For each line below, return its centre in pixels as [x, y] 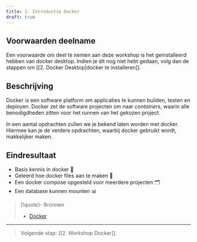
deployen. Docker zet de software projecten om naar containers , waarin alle [98, 107]
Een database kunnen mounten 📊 [55, 191]
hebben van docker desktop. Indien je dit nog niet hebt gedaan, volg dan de [98, 61]
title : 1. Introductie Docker [43, 11]
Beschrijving [30, 86]
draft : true [21, 17]
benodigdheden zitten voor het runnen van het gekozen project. [83, 113]
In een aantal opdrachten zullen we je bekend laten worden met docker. [92, 124]
